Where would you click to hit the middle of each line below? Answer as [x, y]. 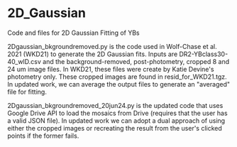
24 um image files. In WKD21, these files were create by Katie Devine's [111, 69]
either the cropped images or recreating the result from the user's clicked [115, 128]
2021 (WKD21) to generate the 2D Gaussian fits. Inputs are [93, 54]
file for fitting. [27, 92]
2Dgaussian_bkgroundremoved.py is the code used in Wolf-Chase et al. [112, 46]
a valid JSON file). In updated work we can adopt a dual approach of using [116, 120]
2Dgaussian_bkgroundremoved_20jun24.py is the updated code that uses [115, 105]
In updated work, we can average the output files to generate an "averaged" [119, 84]
